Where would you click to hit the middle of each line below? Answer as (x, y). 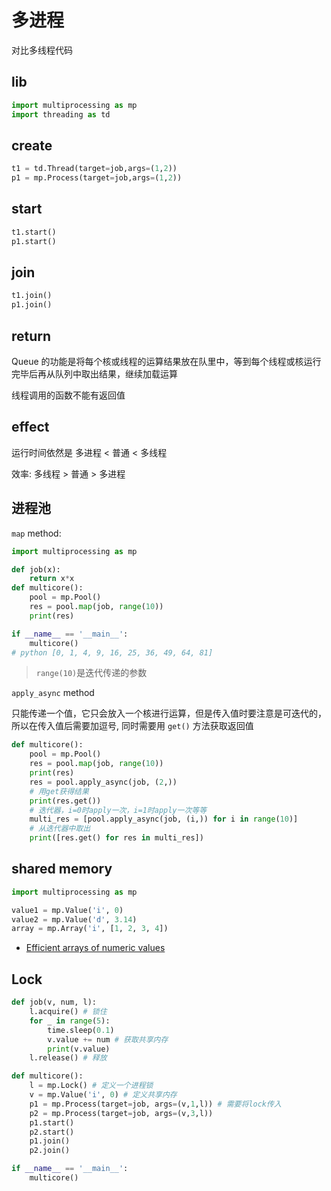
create (32, 145)
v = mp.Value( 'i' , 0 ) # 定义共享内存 (103, 1095)
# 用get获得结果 (59, 791)
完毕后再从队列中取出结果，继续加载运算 (94, 374)
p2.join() (50, 1151)
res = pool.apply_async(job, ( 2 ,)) (103, 782)
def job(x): (36, 569)
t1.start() (34, 232)
